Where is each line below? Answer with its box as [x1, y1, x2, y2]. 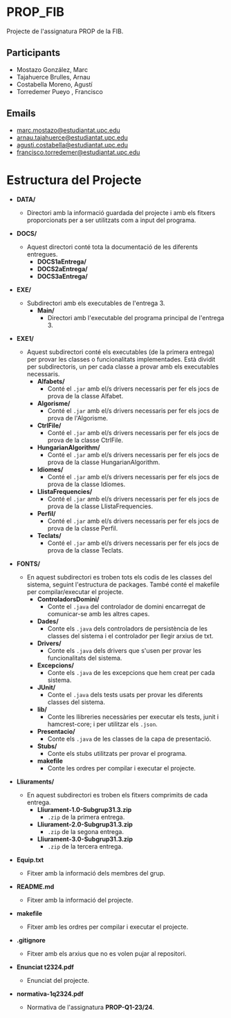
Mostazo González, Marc [16, 65, 88, 73]
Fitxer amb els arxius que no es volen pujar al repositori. [26, 949, 187, 958]
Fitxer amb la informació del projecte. [26, 896, 133, 904]
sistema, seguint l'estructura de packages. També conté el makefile [26, 580, 220, 589]
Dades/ [37, 617, 59, 625]
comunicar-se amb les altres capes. [47, 609, 150, 618]
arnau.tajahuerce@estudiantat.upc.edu [16, 133, 129, 142]
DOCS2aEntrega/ [37, 264, 88, 273]
